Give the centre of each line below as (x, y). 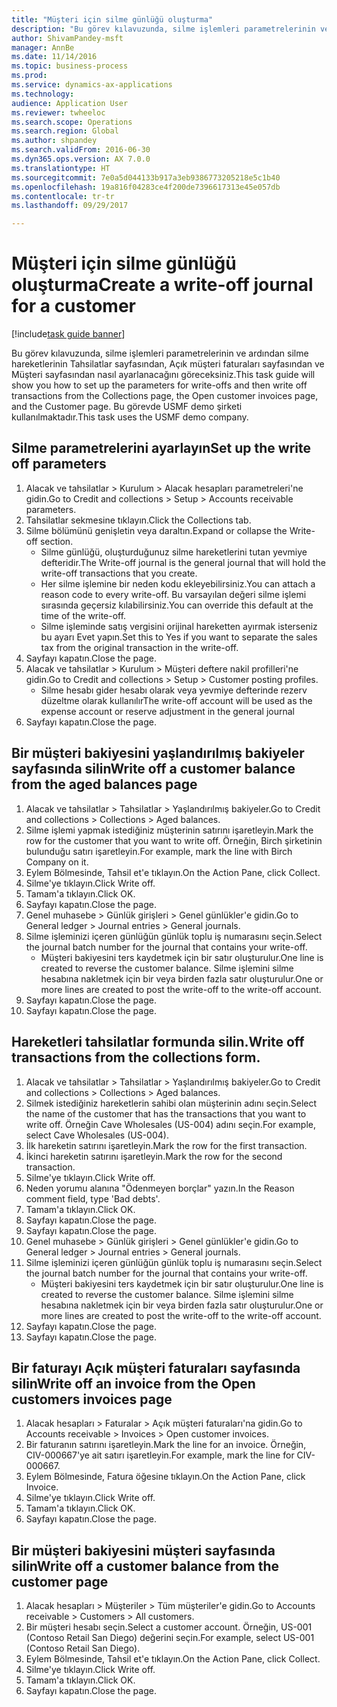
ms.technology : (43, 94)
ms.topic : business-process (70, 66)
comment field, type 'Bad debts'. (93, 1198)
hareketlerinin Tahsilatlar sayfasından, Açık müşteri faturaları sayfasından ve (168, 364)
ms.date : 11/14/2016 (54, 57)
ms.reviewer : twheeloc (58, 112)
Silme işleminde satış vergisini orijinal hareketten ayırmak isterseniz (179, 626)
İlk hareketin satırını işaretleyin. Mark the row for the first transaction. (166, 1145)
